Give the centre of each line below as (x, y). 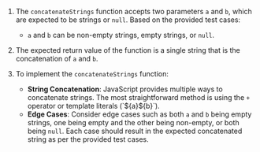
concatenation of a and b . (57, 59)
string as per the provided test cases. (88, 139)
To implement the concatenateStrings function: (92, 74)
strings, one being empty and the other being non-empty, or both (133, 122)
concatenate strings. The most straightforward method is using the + (139, 97)
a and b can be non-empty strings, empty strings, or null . (121, 35)
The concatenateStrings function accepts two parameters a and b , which (134, 11)
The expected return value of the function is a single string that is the (128, 50)
